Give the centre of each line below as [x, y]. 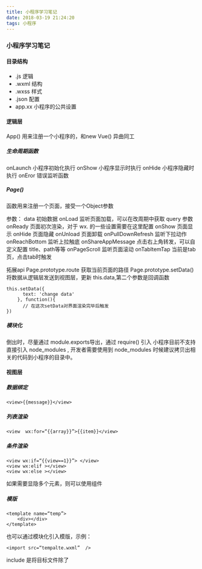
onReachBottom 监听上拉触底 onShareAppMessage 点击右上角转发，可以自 [101, 242]
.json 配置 [27, 99]
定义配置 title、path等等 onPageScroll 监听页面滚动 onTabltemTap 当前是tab [101, 249]
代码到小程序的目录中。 [46, 357]
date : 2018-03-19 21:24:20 [40, 18]
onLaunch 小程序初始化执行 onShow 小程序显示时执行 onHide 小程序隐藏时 [100, 167]
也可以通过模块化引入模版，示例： [49, 537]
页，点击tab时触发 [29, 257]
